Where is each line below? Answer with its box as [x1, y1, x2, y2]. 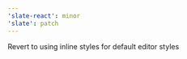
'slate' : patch [7, 19, 59, 27]
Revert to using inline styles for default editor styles [7, 41, 180, 51]
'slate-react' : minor [7, 11, 81, 20]
